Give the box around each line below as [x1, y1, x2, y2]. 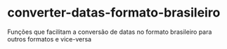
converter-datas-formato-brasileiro [7, 5, 221, 21]
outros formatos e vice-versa [7, 35, 92, 43]
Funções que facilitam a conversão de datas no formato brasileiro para [7, 28, 212, 36]
